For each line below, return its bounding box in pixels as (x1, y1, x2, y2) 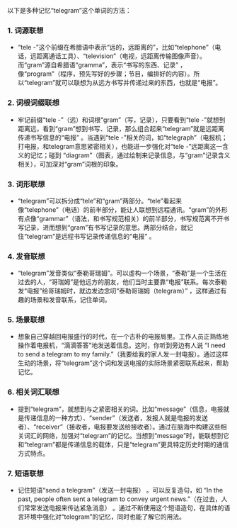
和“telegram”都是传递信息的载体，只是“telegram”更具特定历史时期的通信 (17, 440, 229, 449)
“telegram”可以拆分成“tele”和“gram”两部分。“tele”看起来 (17, 196, 183, 205)
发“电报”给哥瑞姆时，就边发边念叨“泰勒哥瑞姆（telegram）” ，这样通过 (17, 286, 221, 296)
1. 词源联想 (7, 26, 44, 35)
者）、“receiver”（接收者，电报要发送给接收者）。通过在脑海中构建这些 (17, 422, 221, 431)
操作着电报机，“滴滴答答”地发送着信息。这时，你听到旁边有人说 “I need (17, 341, 226, 349)
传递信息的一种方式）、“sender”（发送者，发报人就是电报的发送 (23, 413, 209, 422)
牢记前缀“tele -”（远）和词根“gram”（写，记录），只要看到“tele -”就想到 (17, 116, 226, 124)
